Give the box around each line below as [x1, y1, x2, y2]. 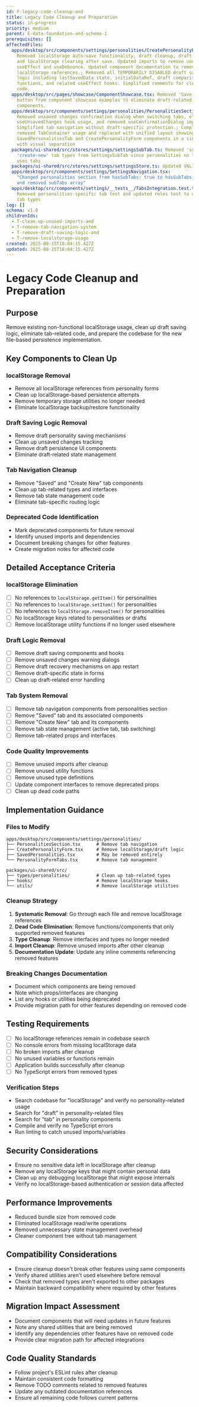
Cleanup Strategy [6, 897, 58, 905]
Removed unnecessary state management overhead [14, 1226, 143, 1233]
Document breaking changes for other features [14, 539, 130, 546]
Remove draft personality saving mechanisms [14, 432, 126, 440]
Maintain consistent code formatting [14, 1376, 104, 1383]
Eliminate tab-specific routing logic [14, 498, 101, 505]
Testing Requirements [6, 1019, 89, 1029]
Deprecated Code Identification [6, 513, 99, 521]
